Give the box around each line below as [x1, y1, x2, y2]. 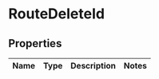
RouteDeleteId [8, 5, 105, 23]
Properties [8, 37, 62, 50]
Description [70, 61, 116, 71]
